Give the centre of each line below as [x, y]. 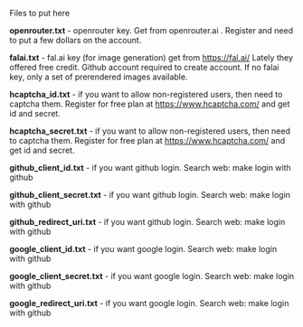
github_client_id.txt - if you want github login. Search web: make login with [150, 168]
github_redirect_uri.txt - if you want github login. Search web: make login [147, 222]
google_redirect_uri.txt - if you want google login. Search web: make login [149, 303]
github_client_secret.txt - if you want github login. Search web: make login [150, 195]
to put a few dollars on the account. [76, 40]
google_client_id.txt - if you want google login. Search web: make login [143, 249]
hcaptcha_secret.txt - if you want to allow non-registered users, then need [150, 131]
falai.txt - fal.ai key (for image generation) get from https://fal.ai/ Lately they [151, 57]
